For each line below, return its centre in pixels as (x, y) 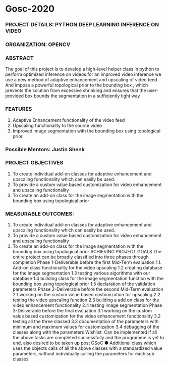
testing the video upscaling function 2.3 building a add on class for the (86, 300)
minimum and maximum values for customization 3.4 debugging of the (86, 327)
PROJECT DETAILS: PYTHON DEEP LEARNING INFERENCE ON (82, 25)
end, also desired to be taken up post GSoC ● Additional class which (84, 343)
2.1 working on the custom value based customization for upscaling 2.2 (86, 295)
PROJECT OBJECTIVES (34, 163)
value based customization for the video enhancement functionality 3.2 (87, 316)
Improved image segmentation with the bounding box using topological (86, 131)
